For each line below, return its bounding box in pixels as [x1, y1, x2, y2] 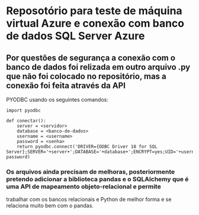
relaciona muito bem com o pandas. [6, 202, 94, 209]
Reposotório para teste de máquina [6, 4, 182, 18]
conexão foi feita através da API [6, 80, 126, 90]
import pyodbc [6, 107, 41, 113]
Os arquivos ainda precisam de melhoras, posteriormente [6, 167, 175, 175]
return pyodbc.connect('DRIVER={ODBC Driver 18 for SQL [17, 144, 158, 149]
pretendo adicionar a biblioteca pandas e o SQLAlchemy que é [6, 175, 189, 183]
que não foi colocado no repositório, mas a [6, 71, 167, 81]
